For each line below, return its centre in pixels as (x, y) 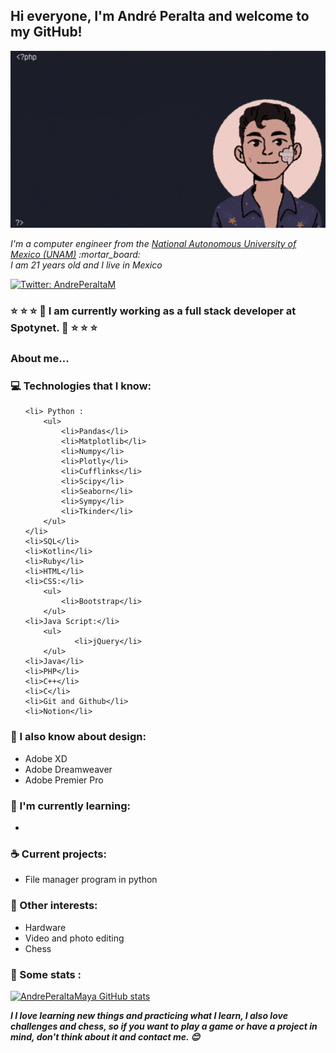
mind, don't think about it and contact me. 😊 (105, 1036)
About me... (40, 359)
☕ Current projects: (58, 854)
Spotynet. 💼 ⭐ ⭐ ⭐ (54, 328)
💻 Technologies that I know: (81, 386)
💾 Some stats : (46, 974)
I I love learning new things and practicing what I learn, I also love (149, 1015)
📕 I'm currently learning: (70, 806)
